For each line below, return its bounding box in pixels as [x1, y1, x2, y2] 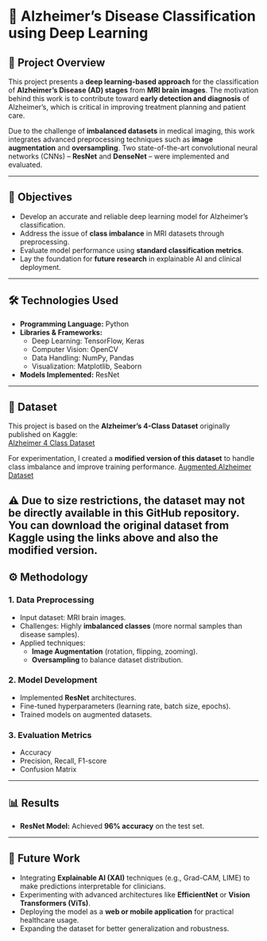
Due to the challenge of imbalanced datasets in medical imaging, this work [8, 127, 256, 135]
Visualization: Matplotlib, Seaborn [31, 361, 142, 371]
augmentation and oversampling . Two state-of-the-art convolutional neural [8, 143, 258, 152]
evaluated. [8, 160, 43, 170]
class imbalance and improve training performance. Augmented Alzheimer [8, 462, 252, 472]
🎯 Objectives [8, 190, 73, 204]
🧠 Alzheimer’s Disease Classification [8, 7, 257, 25]
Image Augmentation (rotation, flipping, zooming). [31, 646, 199, 656]
